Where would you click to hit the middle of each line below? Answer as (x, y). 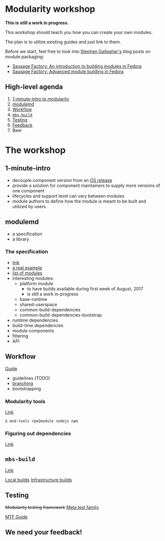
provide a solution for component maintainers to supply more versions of (86, 185)
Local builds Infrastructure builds (39, 480)
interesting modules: (33, 278)
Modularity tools (25, 401)
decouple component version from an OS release (62, 180)
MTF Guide (16, 517)
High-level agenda (34, 87)
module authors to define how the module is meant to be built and (79, 201)
